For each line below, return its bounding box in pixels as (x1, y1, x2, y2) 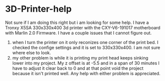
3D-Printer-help (5, 3, 72, 15)
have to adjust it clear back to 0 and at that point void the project (12, 65, 144, 71)
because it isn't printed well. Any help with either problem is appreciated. (12, 70, 161, 76)
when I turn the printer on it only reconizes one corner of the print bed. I (12, 39, 159, 45)
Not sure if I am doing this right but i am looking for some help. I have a (5, 20, 149, 25)
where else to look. (12, 50, 51, 56)
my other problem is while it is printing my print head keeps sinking (12, 55, 149, 61)
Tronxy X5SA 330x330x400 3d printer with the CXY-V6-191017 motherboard (5, 24, 161, 30)
